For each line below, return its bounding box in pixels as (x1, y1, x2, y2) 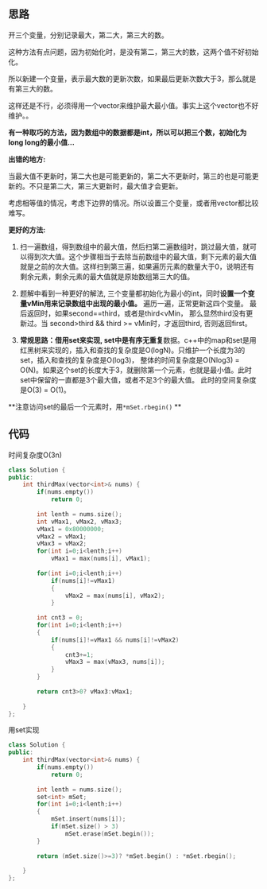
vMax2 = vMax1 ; (37, 532, 87, 541)
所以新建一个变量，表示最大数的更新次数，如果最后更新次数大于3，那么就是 (8, 74, 257, 83)
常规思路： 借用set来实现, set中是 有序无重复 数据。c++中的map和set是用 (19, 335, 257, 344)
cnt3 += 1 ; (64, 650, 94, 658)
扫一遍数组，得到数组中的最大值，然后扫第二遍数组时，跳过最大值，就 (19, 242, 250, 251)
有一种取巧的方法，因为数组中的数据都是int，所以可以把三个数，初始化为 (8, 127, 247, 137)
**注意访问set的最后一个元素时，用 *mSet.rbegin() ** (8, 402, 182, 411)
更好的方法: (8, 225, 46, 235)
